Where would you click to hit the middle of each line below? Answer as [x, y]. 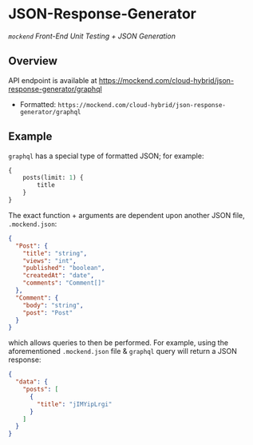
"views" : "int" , [50, 260]
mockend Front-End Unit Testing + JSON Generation [92, 36]
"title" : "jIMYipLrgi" [75, 404]
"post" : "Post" [48, 312]
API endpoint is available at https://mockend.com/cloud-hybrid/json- [121, 80]
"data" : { [32, 382]
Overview [33, 61]
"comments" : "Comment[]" [64, 283]
